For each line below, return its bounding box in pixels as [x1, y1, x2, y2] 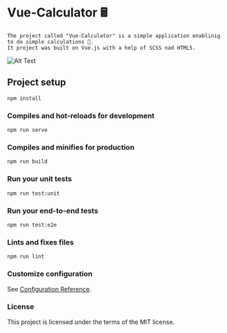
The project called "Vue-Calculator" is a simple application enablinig [7, 32, 221, 39]
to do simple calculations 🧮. [7, 38, 95, 45]
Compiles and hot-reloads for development [7, 111, 155, 120]
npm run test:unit [7, 190, 60, 197]
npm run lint [7, 253, 45, 260]
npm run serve [7, 126, 48, 134]
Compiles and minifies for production [7, 142, 135, 152]
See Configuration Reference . [7, 285, 92, 293]
